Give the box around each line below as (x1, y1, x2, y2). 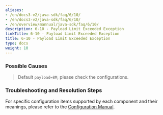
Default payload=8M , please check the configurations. (17, 74, 129, 80)
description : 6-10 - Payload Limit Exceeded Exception (5, 27, 124, 32)
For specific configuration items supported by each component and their (5, 98, 158, 105)
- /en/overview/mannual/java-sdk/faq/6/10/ (5, 21, 99, 27)
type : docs (5, 41, 29, 46)
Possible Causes (5, 62, 47, 70)
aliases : (5, 7, 24, 13)
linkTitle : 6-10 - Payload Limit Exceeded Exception (5, 31, 120, 36)
